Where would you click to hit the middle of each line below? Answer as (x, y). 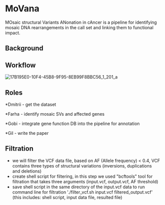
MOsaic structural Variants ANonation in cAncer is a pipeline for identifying (81, 22)
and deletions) (27, 171)
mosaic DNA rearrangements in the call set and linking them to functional (79, 27)
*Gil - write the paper (27, 133)
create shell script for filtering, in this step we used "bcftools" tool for (82, 176)
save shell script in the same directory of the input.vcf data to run (79, 187)
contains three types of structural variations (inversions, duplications (82, 165)
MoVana (22, 9)
